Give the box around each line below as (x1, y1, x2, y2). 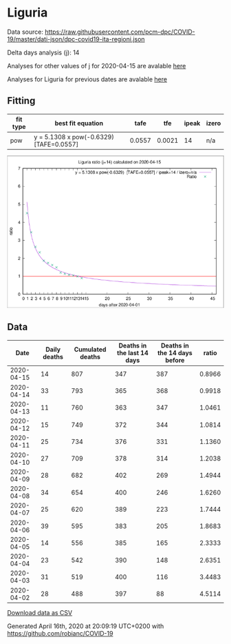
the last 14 (116, 349, 149, 357)
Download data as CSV (7, 609, 73, 617)
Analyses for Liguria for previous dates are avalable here (7, 74, 167, 83)
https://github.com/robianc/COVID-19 (7, 630, 113, 638)
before (164, 356, 185, 365)
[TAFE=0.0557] (34, 140, 79, 148)
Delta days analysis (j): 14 (7, 48, 80, 57)
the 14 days (157, 349, 192, 357)
